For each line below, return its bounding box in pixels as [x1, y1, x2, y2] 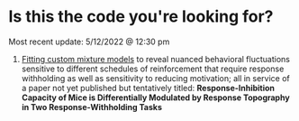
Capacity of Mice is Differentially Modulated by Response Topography [21, 92, 290, 103]
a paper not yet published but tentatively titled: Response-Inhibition [21, 82, 276, 93]
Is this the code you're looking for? [8, 6, 274, 27]
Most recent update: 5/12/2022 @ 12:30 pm [8, 36, 170, 47]
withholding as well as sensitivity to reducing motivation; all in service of [21, 72, 290, 83]
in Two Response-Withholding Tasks [21, 101, 163, 112]
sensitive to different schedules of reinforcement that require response [21, 63, 285, 74]
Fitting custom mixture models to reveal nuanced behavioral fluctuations [21, 53, 290, 64]
